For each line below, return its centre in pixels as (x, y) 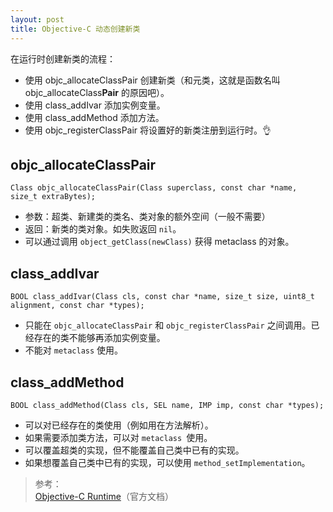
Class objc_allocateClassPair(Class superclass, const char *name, (154, 188)
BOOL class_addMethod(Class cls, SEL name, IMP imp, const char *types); (167, 405)
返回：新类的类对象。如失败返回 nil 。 (103, 229)
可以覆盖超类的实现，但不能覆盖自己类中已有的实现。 (134, 450)
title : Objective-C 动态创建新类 (75, 29)
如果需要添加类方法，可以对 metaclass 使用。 (118, 437)
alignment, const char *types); (77, 306)
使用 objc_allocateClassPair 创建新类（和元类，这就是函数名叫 (152, 80)
